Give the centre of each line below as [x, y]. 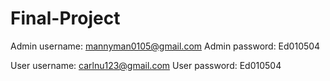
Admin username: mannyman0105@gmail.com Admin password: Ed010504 [165, 46]
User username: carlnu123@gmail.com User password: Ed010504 [146, 65]
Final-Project [65, 18]
